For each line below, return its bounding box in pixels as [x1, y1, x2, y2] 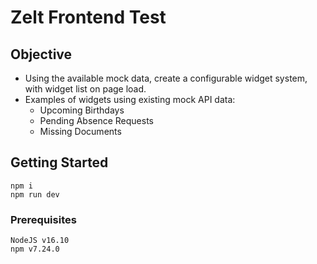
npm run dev [10, 189, 60, 200]
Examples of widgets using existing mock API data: [24, 94, 236, 105]
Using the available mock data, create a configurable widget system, [24, 72, 308, 84]
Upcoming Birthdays [39, 104, 125, 116]
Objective [10, 46, 73, 63]
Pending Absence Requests [39, 115, 155, 126]
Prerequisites [10, 212, 77, 226]
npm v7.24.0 [10, 244, 60, 255]
